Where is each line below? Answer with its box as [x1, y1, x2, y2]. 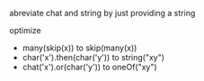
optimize [9, 25, 42, 35]
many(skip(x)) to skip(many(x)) [22, 42, 137, 53]
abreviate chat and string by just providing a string [9, 8, 196, 18]
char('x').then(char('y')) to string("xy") [22, 52, 164, 62]
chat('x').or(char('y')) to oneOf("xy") [22, 62, 157, 72]
